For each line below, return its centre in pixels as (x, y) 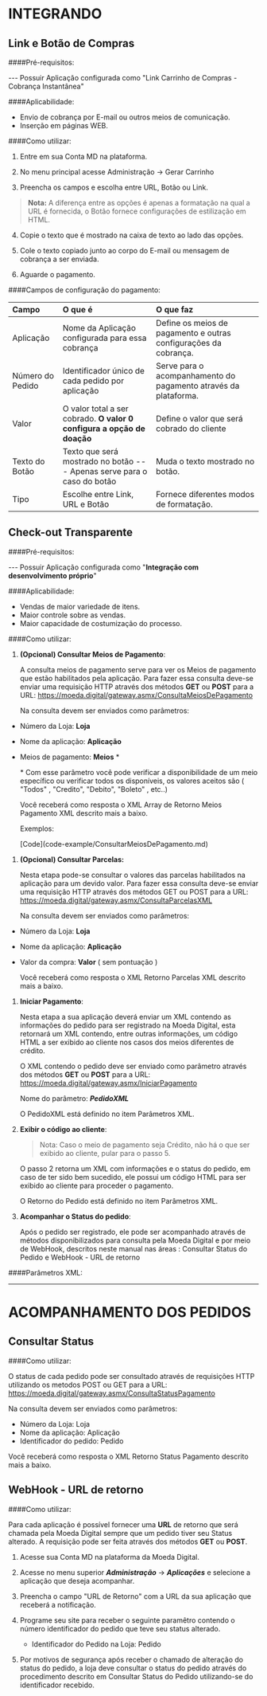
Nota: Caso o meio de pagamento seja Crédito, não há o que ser (145, 1145)
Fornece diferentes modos (205, 494)
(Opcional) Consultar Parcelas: (72, 859)
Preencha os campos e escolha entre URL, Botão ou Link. (114, 187)
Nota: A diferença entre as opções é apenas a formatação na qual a (139, 203)
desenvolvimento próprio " (52, 575)
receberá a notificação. (58, 1604)
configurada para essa (104, 338)
